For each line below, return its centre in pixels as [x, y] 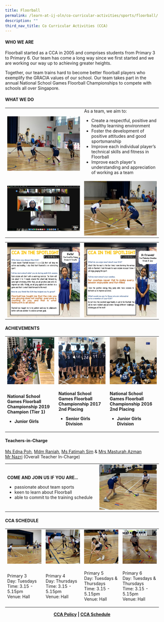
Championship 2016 [131, 404]
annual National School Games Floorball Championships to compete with [78, 83]
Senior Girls [78, 419]
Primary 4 [56, 576]
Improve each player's [113, 162]
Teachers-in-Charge [26, 441]
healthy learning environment [121, 126]
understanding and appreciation [123, 167]
